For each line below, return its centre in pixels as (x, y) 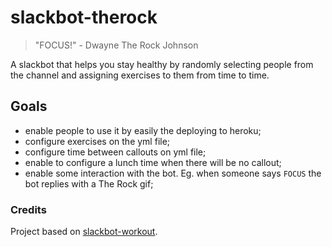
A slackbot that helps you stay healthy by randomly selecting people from (162, 64)
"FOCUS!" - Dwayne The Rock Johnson (116, 45)
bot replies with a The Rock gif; (89, 183)
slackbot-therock (84, 17)
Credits (28, 209)
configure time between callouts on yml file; (115, 152)
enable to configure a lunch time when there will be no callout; (153, 162)
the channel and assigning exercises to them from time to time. (140, 75)
